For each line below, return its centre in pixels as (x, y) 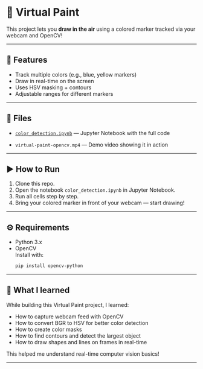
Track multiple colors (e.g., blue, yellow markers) (76, 74)
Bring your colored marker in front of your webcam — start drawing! (100, 203)
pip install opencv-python (49, 266)
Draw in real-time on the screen (54, 81)
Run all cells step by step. (47, 197)
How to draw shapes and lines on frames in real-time (81, 342)
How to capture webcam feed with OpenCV (69, 317)
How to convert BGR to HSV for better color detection (82, 323)
